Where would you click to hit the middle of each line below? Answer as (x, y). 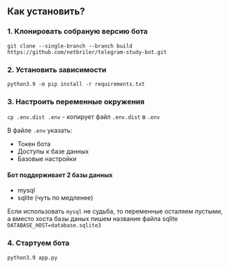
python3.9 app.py (32, 258)
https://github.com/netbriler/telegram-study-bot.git (87, 52)
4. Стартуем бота (38, 243)
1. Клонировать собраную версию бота (77, 31)
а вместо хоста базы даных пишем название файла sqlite (93, 219)
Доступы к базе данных (53, 151)
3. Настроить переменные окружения (76, 101)
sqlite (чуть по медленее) (55, 198)
